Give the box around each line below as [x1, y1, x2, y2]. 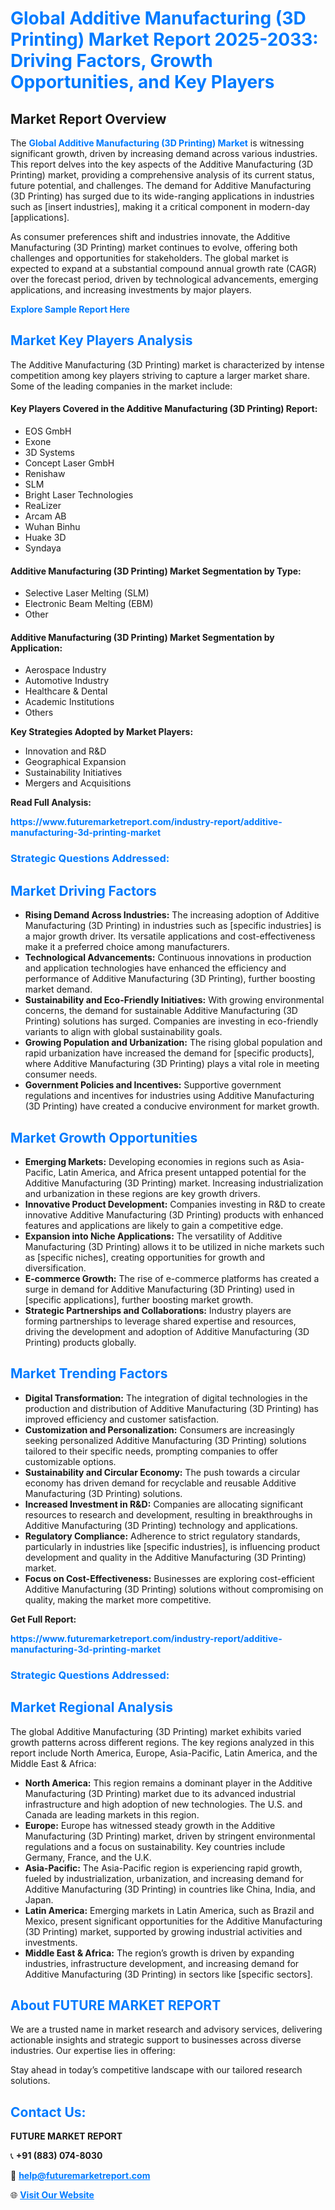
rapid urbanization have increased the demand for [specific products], [24, 1047, 315, 1059]
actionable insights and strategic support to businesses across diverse [10, 2034, 302, 2046]
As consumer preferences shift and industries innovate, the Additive [10, 231, 291, 242]
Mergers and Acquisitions [24, 777, 132, 789]
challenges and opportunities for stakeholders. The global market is [10, 252, 289, 264]
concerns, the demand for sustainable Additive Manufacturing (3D [24, 1005, 298, 1017]
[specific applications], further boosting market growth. [24, 1293, 254, 1306]
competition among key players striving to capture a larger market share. [10, 369, 310, 381]
